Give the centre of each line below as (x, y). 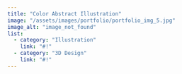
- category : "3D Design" (50, 54)
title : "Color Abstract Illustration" (64, 14)
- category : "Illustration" (55, 40)
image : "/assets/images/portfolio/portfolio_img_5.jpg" (91, 20)
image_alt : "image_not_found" (52, 27)
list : (15, 33)
